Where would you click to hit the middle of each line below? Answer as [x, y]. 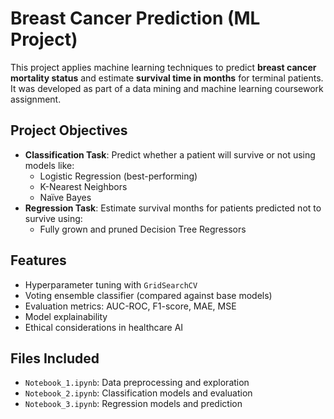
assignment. [36, 99]
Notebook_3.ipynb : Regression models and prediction [133, 404]
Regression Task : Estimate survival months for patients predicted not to [173, 208]
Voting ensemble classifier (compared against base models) [148, 295]
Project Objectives [69, 130]
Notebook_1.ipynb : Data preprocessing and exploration [137, 383]
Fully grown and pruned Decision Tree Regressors [143, 229]
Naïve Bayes [65, 197]
